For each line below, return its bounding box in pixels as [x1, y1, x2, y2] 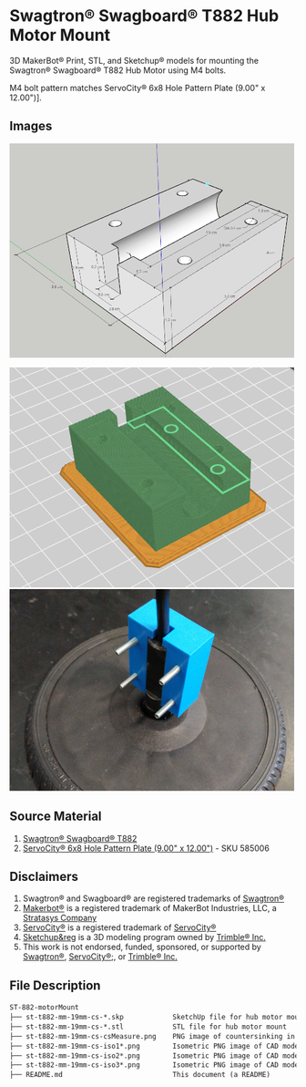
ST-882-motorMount [9, 1003, 79, 1012]
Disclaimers [9, 868, 79, 885]
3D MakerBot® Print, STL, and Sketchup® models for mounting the [9, 55, 260, 66]
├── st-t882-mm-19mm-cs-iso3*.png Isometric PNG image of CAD [9, 1061, 280, 1070]
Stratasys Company [22, 913, 97, 924]
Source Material [9, 809, 102, 824]
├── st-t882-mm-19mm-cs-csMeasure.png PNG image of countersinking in [9, 1031, 296, 1040]
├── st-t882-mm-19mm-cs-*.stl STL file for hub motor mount [9, 1022, 287, 1031]
